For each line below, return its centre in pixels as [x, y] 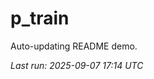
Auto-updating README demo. [74, 46]
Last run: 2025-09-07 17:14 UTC [77, 65]
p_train [40, 18]
